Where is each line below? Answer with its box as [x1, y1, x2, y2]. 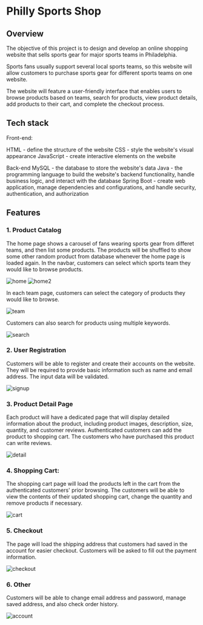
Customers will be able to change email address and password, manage [6, 594, 186, 601]
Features [6, 208, 41, 218]
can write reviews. [6, 440, 52, 447]
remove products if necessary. [6, 500, 83, 507]
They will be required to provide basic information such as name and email [6, 366, 193, 373]
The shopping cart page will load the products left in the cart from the [6, 480, 181, 488]
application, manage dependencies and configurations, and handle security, [6, 184, 196, 191]
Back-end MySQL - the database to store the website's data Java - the [6, 164, 183, 171]
